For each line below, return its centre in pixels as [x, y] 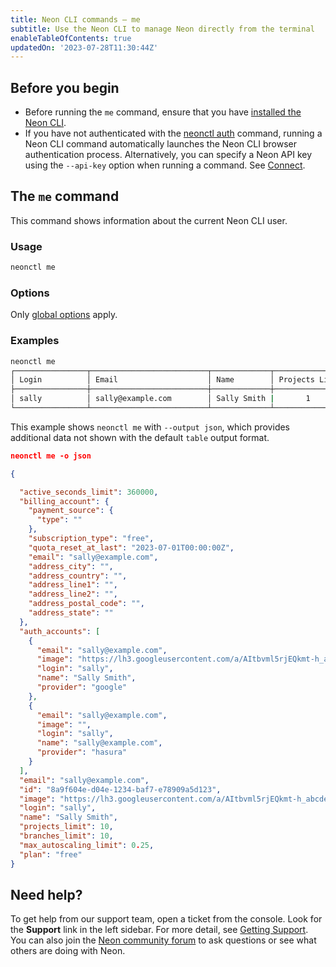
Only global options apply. [64, 315]
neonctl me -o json [51, 456]
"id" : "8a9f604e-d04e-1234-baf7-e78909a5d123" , [120, 789]
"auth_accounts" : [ [60, 631]
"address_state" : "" [71, 613]
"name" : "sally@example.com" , [99, 743]
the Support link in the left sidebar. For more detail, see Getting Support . [159, 930]
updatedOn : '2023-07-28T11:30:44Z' [84, 47]
